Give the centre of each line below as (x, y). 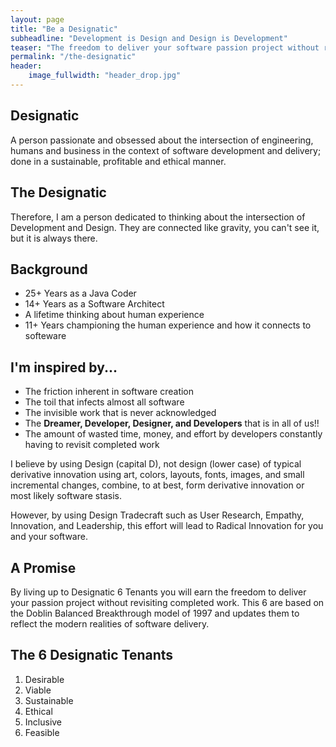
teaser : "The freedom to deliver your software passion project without (165, 47)
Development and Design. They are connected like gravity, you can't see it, (165, 227)
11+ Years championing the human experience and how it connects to (168, 325)
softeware (45, 336)
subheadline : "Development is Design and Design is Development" (149, 38)
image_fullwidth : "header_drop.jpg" (105, 76)
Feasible (42, 732)
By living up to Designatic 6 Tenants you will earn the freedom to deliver (158, 592)
